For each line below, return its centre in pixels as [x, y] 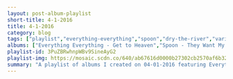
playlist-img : [28, 58]
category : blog [29, 33]
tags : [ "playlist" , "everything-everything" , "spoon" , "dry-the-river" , [110, 39]
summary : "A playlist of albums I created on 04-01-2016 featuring [107, 65]
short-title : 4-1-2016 [40, 20]
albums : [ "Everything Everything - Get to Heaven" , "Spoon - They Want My [116, 45]
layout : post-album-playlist [49, 13]
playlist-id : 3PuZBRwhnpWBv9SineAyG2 [62, 52]
